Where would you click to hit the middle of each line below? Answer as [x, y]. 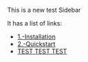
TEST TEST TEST [42, 51]
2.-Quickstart [36, 44]
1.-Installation [36, 37]
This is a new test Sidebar [44, 10]
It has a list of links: [35, 23]
